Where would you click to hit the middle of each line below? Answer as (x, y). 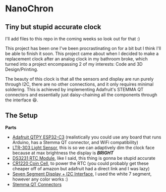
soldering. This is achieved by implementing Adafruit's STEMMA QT (74, 89)
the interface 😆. (22, 100)
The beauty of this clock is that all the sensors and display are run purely (79, 79)
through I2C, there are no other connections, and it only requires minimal (79, 84)
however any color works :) (40, 179)
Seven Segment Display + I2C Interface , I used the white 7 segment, (82, 174)
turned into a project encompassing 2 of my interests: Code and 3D (74, 64)
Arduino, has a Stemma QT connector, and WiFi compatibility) (75, 142)
